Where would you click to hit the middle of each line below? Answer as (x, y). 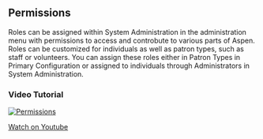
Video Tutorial (36, 94)
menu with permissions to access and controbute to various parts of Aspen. (131, 40)
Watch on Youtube (38, 127)
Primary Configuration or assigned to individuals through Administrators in (129, 66)
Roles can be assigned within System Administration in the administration (128, 32)
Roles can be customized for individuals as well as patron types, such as (126, 49)
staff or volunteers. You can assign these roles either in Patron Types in (124, 57)
